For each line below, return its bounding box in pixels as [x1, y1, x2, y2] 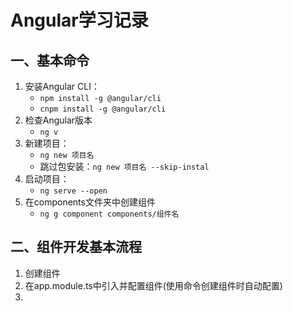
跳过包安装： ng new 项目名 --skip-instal [39, 161, 210, 172]
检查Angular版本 [24, 114, 93, 126]
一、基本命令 [10, 52, 90, 69]
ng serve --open [39, 186, 108, 196]
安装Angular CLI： [24, 81, 100, 92]
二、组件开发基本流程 [10, 239, 142, 256]
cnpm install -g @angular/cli [39, 104, 167, 114]
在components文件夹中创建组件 [24, 196, 156, 208]
